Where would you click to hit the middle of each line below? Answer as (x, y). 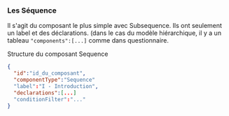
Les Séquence (32, 10)
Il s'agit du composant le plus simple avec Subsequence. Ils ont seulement (115, 26)
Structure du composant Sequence (58, 54)
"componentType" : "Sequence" (55, 80)
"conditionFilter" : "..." (50, 99)
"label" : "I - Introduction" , (56, 86)
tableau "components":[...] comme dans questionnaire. (88, 41)
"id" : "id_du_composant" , (50, 73)
